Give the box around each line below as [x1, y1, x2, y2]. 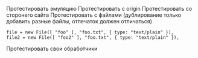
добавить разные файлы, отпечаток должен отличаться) [6, 18, 153, 25]
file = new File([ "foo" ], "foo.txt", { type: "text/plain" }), [6, 29, 174, 35]
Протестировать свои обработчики [6, 45, 98, 52]
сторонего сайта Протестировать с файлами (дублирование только [6, 11, 182, 19]
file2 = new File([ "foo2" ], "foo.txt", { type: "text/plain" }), [6, 35, 180, 41]
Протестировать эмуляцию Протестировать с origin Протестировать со [6, 5, 192, 12]
